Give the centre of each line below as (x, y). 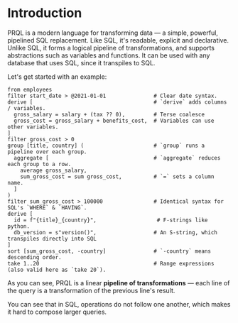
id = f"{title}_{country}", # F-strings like (111, 220)
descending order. (34, 257)
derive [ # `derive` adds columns (117, 102)
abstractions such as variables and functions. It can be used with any (109, 55)
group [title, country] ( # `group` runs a (106, 146)
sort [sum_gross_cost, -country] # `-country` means (109, 251)
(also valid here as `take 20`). (57, 270)
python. (19, 226)
